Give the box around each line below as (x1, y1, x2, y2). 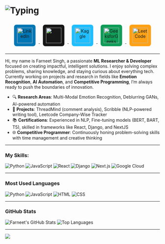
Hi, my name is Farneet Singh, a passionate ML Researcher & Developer (5, 58, 152, 64)
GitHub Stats (5, 208, 36, 215)
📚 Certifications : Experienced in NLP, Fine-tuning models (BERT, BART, (12, 117, 160, 123)
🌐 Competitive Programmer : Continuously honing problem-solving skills (12, 129, 160, 135)
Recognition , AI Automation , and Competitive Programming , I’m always (5, 79, 153, 85)
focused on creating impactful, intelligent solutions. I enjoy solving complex (5, 63, 158, 69)
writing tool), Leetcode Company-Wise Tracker (12, 111, 107, 117)
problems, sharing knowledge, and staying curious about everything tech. (5, 68, 155, 74)
